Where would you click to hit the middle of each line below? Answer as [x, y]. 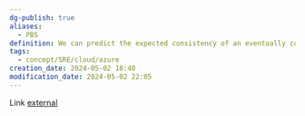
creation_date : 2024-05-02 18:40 [73, 69]
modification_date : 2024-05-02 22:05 [81, 77]
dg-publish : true [42, 18]
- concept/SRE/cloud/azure [69, 60]
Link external [34, 102]
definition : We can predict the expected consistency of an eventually [148, 43]
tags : [20, 52]
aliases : [26, 26]
